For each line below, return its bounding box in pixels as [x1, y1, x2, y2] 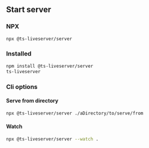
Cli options [6, 83, 38, 91]
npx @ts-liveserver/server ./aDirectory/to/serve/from [6, 110, 144, 116]
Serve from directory [6, 97, 59, 104]
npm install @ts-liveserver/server [6, 63, 94, 69]
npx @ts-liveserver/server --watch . [6, 136, 99, 142]
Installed [6, 50, 32, 58]
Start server [6, 5, 51, 15]
